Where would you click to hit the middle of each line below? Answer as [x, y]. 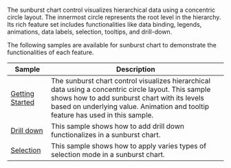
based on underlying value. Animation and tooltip [130, 107]
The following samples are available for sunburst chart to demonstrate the [112, 45]
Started [23, 102]
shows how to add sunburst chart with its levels [127, 98]
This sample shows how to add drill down [117, 126]
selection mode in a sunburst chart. [108, 155]
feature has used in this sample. [102, 115]
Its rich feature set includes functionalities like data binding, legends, [104, 24]
